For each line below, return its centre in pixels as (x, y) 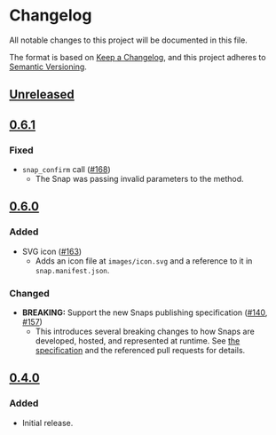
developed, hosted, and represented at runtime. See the (138, 341)
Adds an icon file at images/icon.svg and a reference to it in (144, 261)
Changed (30, 293)
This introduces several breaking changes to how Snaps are (145, 331)
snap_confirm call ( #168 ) (66, 170)
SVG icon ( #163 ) (52, 251)
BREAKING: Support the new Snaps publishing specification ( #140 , (145, 312)
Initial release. (47, 423)
